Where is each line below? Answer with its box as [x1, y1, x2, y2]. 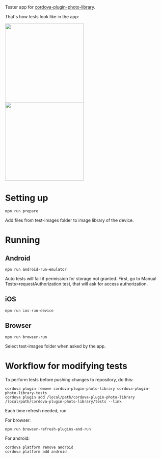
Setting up [5, 193, 48, 203]
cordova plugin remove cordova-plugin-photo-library [5, 386, 115, 391]
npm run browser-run [5, 334, 48, 340]
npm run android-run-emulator [5, 267, 67, 272]
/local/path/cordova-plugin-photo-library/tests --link [5, 399, 122, 404]
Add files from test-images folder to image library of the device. [5, 217, 134, 223]
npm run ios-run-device [5, 308, 54, 313]
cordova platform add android [5, 449, 67, 454]
